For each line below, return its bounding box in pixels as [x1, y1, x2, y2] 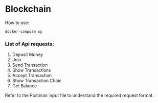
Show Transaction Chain [12, 77, 62, 84]
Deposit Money [12, 51, 43, 57]
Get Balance [12, 83, 37, 89]
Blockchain [5, 3, 51, 15]
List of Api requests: [5, 40, 54, 47]
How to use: [5, 20, 29, 26]
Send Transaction [12, 62, 48, 68]
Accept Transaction [12, 73, 52, 78]
